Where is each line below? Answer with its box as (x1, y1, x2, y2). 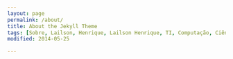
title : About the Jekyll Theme (7, 23, 98, 29)
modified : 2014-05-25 (7, 36, 70, 43)
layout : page (7, 10, 45, 17)
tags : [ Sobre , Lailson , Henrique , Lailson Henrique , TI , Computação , (7, 29, 213, 36)
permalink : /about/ (7, 16, 64, 23)
